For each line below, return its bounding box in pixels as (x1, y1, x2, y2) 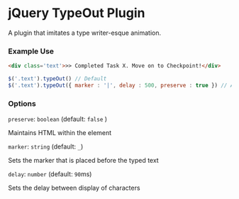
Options (8, 98, 36, 108)
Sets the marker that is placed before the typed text (8, 156, 159, 165)
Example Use (8, 46, 55, 56)
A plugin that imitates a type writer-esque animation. (8, 28, 162, 37)
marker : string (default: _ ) (8, 142, 84, 151)
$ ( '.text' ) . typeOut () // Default (8, 75, 107, 82)
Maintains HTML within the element (8, 129, 112, 137)
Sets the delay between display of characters (8, 183, 140, 193)
